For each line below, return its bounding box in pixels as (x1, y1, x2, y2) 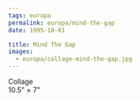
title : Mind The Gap (8, 40, 77, 48)
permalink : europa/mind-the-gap (8, 19, 115, 27)
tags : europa (8, 11, 51, 20)
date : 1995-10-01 (8, 26, 66, 34)
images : (8, 48, 34, 56)
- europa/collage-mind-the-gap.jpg (15, 55, 133, 63)
